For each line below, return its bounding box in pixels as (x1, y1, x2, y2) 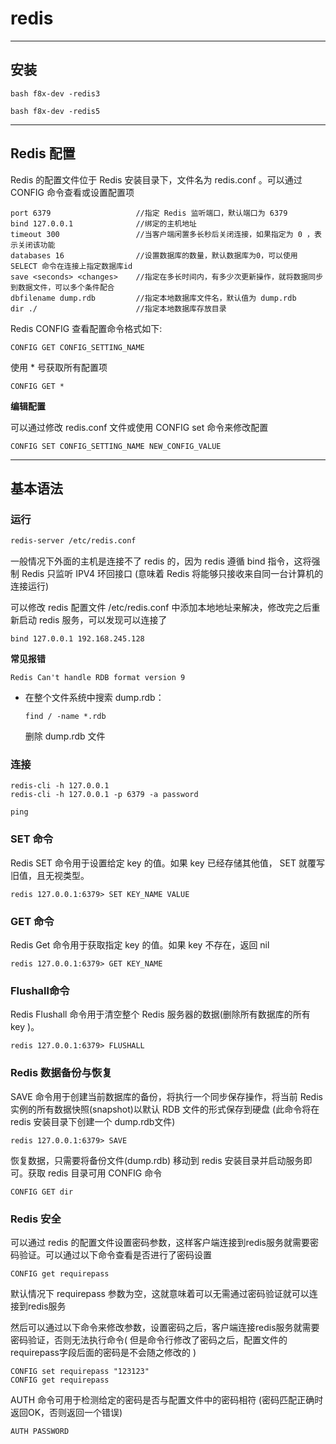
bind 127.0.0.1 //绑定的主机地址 (10, 218, 197, 229)
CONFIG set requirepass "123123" (10, 1366, 150, 1376)
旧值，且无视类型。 (10, 869, 90, 881)
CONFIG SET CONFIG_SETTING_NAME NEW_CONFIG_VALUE (10, 441, 222, 451)
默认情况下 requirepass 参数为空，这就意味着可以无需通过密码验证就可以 (10, 1287, 310, 1299)
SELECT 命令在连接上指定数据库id (10, 261, 133, 271)
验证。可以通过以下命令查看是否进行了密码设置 (18, 1248, 212, 1261)
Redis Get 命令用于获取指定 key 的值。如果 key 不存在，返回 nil (10, 939, 270, 951)
